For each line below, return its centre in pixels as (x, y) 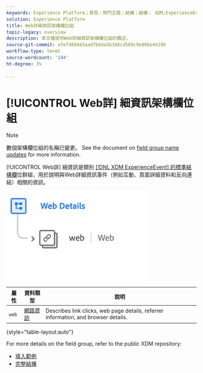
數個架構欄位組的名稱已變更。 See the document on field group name (93, 148)
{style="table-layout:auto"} (40, 332)
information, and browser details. (87, 317)
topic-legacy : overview (36, 32)
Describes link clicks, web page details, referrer (105, 311)
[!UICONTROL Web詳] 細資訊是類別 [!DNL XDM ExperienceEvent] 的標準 (96, 167)
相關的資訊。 (33, 183)
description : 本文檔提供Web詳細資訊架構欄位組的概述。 (69, 39)
